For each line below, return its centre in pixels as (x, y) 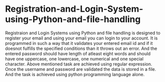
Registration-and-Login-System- (74, 9)
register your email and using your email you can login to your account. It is (82, 38)
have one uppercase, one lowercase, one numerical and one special (74, 59)
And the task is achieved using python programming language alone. (75, 74)
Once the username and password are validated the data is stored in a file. (81, 69)
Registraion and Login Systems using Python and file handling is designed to (83, 33)
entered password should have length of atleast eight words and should (78, 53)
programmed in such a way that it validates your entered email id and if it (79, 43)
